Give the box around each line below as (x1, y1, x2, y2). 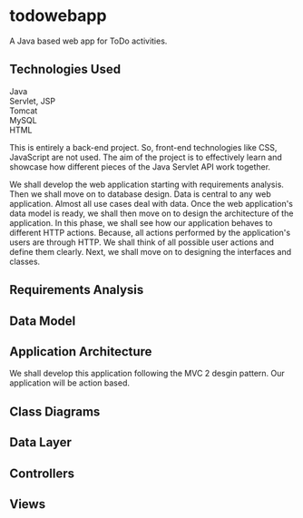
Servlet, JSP (9, 95, 56, 106)
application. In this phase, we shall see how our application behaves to (9, 217, 274, 228)
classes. (9, 256, 41, 267)
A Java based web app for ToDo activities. (9, 35, 168, 46)
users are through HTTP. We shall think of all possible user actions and (9, 237, 275, 248)
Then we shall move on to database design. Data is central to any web (9, 188, 272, 200)
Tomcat (9, 105, 38, 116)
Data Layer (9, 435, 73, 450)
